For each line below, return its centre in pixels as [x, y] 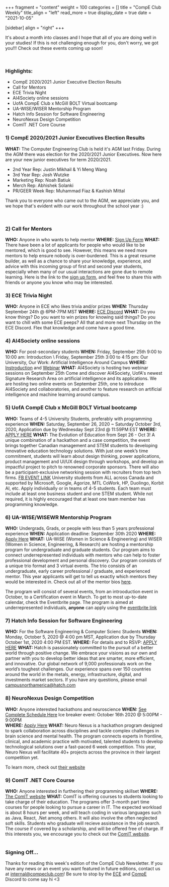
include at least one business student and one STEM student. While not [79, 494]
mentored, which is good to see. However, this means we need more [76, 250]
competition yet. [22, 757]
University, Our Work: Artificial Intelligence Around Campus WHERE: [76, 363]
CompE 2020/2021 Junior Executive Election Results [67, 82]
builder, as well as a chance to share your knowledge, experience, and [78, 261]
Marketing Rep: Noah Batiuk [41, 180]
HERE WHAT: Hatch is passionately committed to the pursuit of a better [79, 648]
